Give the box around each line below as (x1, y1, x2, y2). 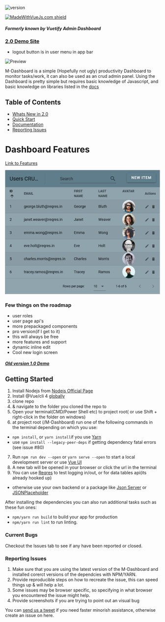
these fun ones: (5, 504, 37, 510)
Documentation (12, 122, 44, 127)
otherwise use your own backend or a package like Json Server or (12, 485, 147, 491)
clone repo (12, 399, 34, 404)
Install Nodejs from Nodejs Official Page (12, 388, 93, 394)
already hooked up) (12, 475, 52, 481)
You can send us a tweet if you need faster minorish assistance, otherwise (5, 607, 156, 613)
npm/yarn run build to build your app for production (12, 514, 118, 520)
